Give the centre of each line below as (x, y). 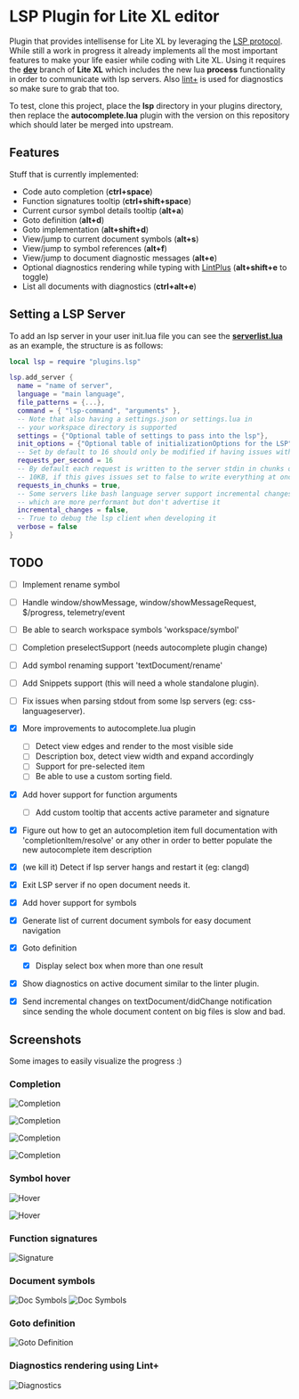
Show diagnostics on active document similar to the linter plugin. (141, 983)
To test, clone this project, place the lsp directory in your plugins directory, (146, 105)
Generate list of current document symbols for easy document (137, 920)
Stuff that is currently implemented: (74, 174)
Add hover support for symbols (79, 902)
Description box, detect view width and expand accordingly (145, 756)
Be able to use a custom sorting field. (104, 777)
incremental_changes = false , (73, 510)
